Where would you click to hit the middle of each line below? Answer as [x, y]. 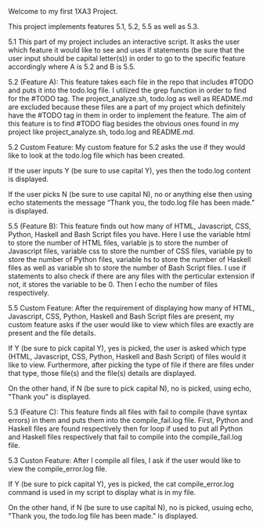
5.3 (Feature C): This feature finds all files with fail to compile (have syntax [128, 412]
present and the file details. [52, 333]
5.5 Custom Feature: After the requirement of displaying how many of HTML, [131, 308]
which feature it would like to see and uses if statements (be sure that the [126, 50]
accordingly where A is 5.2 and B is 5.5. [72, 67]
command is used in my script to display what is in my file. [102, 492]
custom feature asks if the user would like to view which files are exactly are [131, 324]
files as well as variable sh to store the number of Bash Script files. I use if [127, 268]
